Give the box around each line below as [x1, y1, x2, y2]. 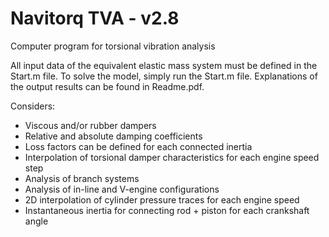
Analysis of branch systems [24, 172, 140, 184]
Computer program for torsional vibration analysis [10, 40, 216, 52]
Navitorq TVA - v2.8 [10, 7, 180, 30]
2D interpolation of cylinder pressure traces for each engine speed [24, 193, 300, 206]
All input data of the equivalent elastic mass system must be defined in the [10, 59, 318, 71]
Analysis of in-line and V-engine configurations [24, 183, 220, 195]
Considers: [10, 100, 56, 112]
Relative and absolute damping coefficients [24, 130, 203, 142]
